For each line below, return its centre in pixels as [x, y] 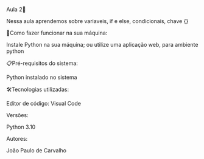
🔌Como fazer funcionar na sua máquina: [57, 33]
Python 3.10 [21, 127]
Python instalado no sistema [42, 77]
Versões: [17, 115]
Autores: [17, 139]
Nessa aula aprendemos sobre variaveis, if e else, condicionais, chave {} [97, 21]
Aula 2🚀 [16, 9]
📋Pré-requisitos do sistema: [42, 63]
